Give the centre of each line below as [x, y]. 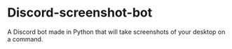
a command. [25, 39]
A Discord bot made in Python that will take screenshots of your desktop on [116, 32]
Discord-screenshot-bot [80, 13]
